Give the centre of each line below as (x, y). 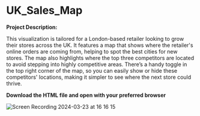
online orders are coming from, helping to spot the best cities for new (92, 51)
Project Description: (32, 27)
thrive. (14, 83)
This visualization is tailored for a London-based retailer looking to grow (95, 38)
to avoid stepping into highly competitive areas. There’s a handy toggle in (97, 64)
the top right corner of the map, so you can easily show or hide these (92, 70)
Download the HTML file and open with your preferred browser (86, 95)
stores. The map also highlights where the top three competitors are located (100, 58)
